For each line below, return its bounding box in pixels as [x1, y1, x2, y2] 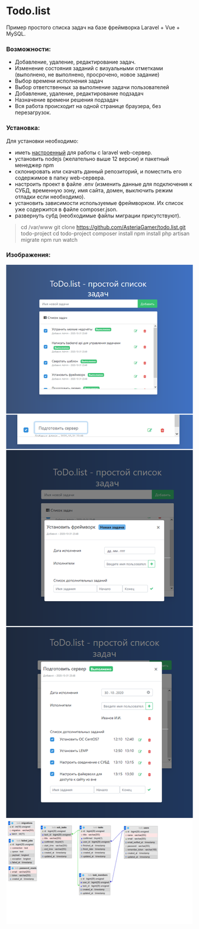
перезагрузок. [14, 109, 52, 116]
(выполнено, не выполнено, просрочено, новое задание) [14, 71, 160, 78]
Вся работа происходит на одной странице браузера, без [14, 103, 161, 110]
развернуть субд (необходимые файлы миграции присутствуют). [14, 212, 181, 219]
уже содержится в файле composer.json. [14, 206, 118, 213]
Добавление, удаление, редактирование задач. [14, 58, 136, 66]
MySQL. [6, 30, 26, 37]
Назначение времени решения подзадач [14, 96, 118, 103]
